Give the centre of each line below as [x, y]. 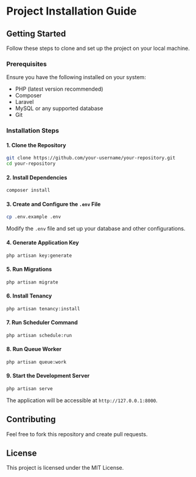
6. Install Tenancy [29, 296]
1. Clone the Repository [36, 145]
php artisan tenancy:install [43, 308]
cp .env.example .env [34, 217]
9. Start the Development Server [48, 376]
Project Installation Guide [72, 11]
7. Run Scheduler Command [42, 322]
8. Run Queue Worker [34, 349]
